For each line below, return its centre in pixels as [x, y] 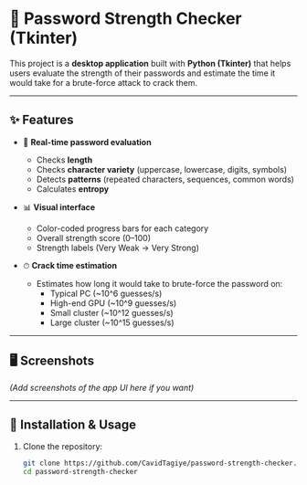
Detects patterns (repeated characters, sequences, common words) [165, 179]
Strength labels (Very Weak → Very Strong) [117, 248]
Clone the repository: [63, 447]
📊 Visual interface [59, 207]
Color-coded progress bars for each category [122, 228]
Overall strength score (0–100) [94, 237]
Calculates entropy [73, 189]
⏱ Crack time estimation [69, 265]
